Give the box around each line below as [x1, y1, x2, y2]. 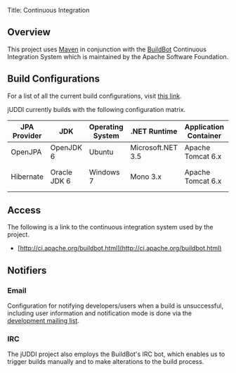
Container [187, 130, 222, 140]
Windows [88, 167, 120, 177]
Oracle [50, 167, 72, 177]
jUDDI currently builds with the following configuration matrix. [7, 105, 186, 113]
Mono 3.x [130, 172, 162, 182]
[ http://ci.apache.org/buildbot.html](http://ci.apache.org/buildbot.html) [17, 244, 222, 253]
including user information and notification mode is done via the [7, 309, 192, 317]
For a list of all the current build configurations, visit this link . [7, 91, 182, 100]
